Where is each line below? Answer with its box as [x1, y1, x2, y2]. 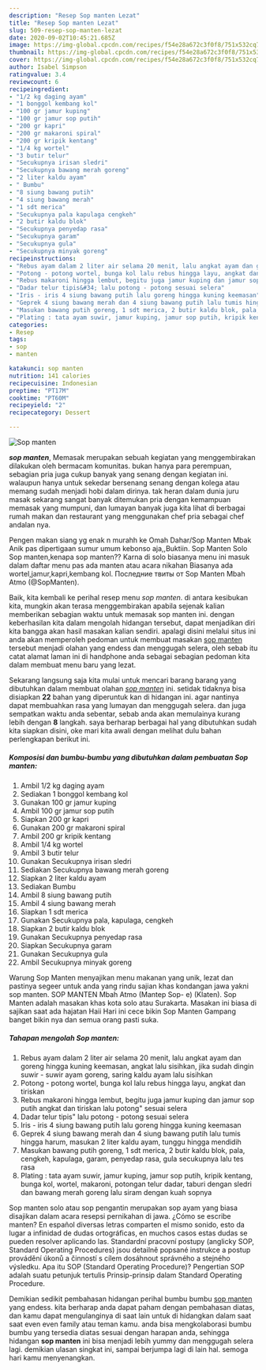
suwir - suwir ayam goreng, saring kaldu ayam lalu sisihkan [20, 1070, 213, 1079]
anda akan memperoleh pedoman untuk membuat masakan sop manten [9, 635, 243, 644]
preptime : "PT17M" [9, 386, 69, 394]
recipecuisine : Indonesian [9, 379, 98, 387]
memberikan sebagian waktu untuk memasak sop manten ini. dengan [9, 610, 235, 618]
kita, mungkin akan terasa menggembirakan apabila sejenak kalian [9, 601, 225, 611]
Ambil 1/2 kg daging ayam [20, 781, 105, 790]
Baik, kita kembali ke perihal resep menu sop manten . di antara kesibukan [9, 593, 249, 602]
